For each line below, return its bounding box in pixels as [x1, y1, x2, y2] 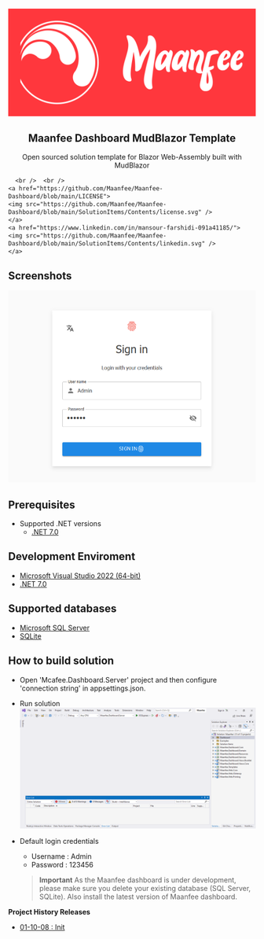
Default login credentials [19, 837, 100, 846]
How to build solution [8, 654, 115, 668]
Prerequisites [8, 498, 75, 511]
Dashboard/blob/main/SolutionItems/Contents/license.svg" [8, 208, 202, 216]
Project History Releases [8, 908, 90, 917]
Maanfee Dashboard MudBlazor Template [27, 131, 236, 145]
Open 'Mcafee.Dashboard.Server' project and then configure [19, 675, 218, 684]
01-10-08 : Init [19, 922, 65, 932]
